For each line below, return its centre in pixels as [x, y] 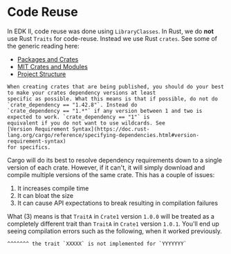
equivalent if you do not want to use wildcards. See [86, 123]
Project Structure [41, 74]
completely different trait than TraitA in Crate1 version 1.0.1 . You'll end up [113, 224]
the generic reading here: [43, 46]
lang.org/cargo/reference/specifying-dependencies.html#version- [103, 135]
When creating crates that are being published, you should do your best [116, 87]
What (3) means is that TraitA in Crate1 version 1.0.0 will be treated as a [111, 216]
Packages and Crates [48, 59]
